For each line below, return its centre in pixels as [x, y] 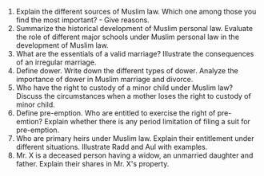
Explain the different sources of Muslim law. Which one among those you [136, 12]
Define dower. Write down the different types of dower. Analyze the [127, 70]
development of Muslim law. [62, 45]
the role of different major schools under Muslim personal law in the [128, 37]
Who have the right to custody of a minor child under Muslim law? [124, 88]
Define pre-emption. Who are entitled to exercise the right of [116, 113]
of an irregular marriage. [56, 62]
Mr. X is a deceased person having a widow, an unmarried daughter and [134, 155]
